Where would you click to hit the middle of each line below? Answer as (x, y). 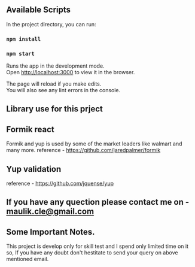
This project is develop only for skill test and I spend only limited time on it (97, 246)
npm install (24, 39)
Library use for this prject (54, 109)
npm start (20, 54)
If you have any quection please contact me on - (98, 202)
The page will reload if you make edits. (54, 84)
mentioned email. (28, 259)
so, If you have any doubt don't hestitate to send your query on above (92, 253)
